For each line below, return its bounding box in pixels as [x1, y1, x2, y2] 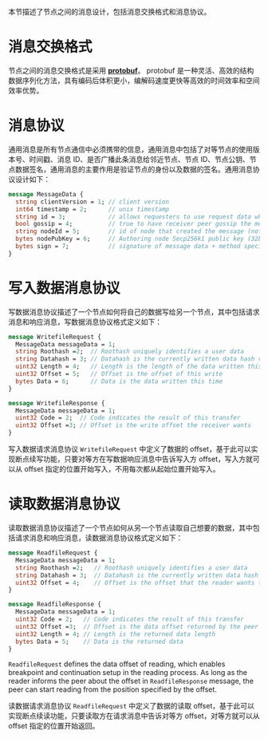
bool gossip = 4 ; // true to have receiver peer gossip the [15, 220, 251, 228]
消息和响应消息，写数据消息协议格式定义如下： [8, 317, 162, 326]
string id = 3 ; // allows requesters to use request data [15, 212, 251, 221]
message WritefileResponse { [8, 399, 105, 407]
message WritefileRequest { [8, 333, 102, 341]
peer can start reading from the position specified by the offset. [8, 685, 218, 694]
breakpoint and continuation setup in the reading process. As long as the [8, 668, 247, 677]
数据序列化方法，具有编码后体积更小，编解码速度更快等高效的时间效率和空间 [8, 75, 260, 85]
